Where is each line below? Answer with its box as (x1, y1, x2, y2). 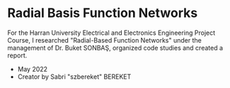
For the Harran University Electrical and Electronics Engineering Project (7, 28, 216, 37)
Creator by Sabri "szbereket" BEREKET (17, 72, 132, 81)
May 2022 (17, 65, 48, 73)
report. (7, 51, 28, 60)
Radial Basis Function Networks (7, 5, 198, 21)
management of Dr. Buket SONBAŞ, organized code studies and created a (7, 43, 224, 52)
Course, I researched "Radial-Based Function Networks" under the (7, 35, 202, 44)
